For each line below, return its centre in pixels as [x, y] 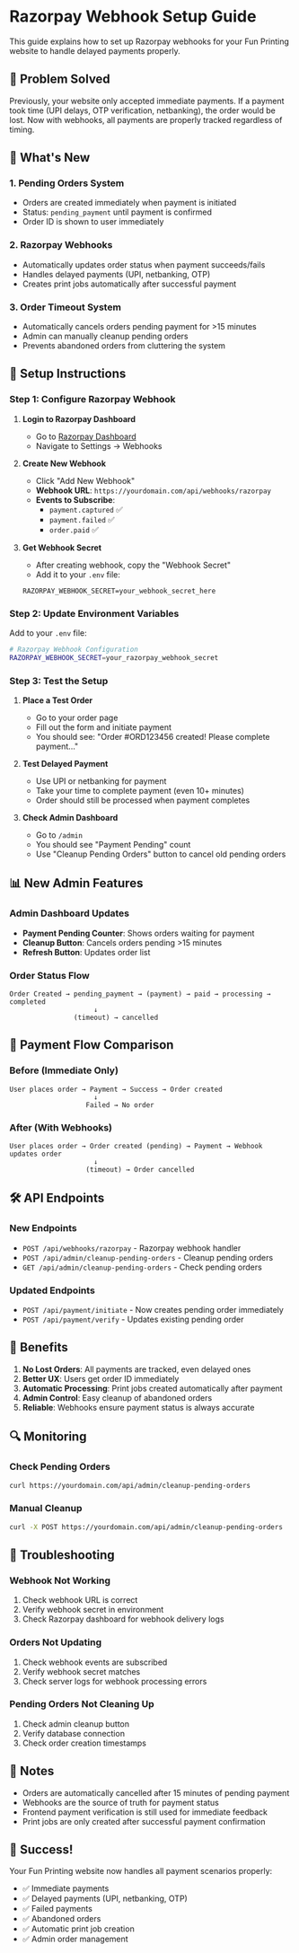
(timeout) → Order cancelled [140, 1170]
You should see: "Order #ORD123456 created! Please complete [153, 737]
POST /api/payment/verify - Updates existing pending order [133, 1320]
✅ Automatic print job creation [78, 1929]
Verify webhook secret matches [81, 1671]
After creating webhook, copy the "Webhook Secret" [133, 565]
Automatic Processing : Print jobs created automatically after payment [152, 1388]
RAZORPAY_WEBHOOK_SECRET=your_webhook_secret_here [119, 591]
